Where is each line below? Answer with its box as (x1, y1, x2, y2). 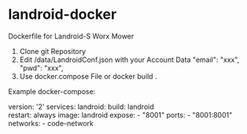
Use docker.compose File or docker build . (19, 71, 157, 81)
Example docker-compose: (8, 86, 96, 96)
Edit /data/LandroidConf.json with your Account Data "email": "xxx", (19, 55, 240, 64)
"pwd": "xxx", (19, 63, 64, 72)
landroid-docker (8, 5, 117, 24)
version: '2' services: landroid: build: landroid (8, 102, 155, 111)
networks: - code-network (8, 118, 94, 128)
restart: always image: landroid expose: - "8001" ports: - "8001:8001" (8, 110, 233, 119)
